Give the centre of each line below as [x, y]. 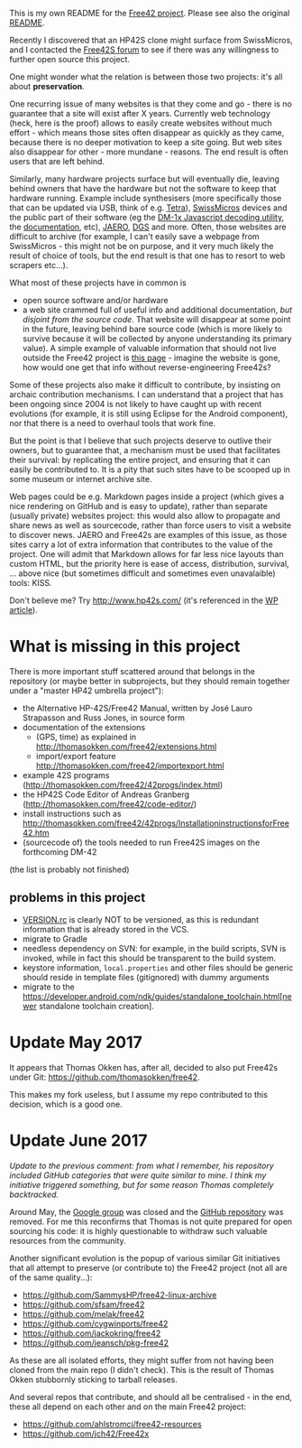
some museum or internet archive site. [81, 479]
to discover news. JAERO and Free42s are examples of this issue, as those [148, 535]
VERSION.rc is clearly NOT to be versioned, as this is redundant [141, 919]
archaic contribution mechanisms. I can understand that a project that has [146, 394]
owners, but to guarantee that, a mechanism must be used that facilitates [145, 450]
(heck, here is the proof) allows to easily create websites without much [141, 123]
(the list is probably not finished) [69, 869]
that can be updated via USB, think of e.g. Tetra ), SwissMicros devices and [148, 208]
